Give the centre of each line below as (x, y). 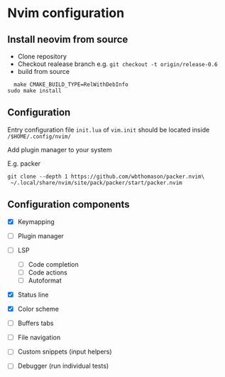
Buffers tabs (35, 323)
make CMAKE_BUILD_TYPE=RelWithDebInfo (71, 85)
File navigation (39, 338)
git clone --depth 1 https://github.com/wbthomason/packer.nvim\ (106, 176)
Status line (33, 294)
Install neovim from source (68, 39)
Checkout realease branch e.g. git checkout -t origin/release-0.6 (117, 64)
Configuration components (68, 205)
